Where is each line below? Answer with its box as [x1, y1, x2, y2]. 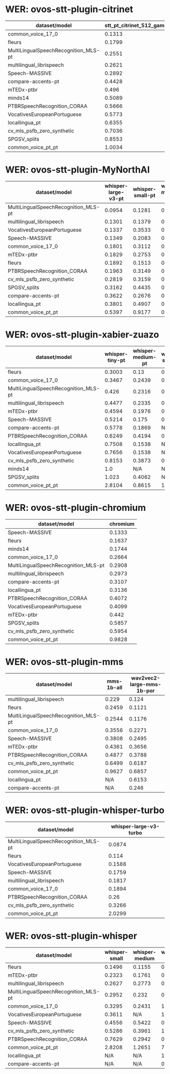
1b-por [136, 687, 155, 694]
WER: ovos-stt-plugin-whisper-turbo [5, 804, 164, 816]
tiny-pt [107, 356, 125, 364]
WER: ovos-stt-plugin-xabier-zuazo [5, 329, 159, 340]
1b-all [107, 684, 122, 691]
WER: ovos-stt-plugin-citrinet [5, 4, 134, 15]
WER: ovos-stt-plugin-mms [5, 656, 124, 667]
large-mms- [130, 681, 161, 688]
